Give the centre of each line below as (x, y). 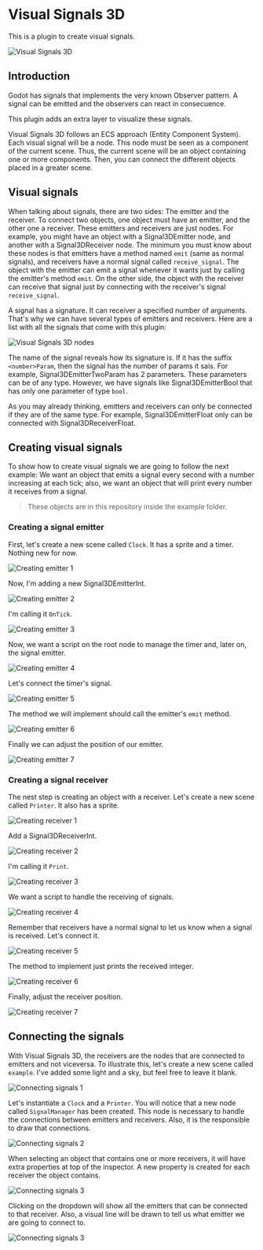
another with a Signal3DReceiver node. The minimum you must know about (130, 245)
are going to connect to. (47, 1222)
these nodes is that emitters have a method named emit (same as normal (126, 253)
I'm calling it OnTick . (40, 614)
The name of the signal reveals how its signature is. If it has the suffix (120, 357)
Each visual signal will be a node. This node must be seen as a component (128, 142)
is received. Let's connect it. (54, 935)
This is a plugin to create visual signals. (71, 36)
